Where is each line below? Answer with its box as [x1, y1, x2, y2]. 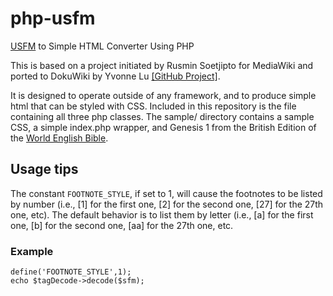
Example [10, 244, 54, 258]
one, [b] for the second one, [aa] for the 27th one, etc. [10, 219, 234, 231]
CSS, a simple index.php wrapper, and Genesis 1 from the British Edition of [10, 121, 317, 133]
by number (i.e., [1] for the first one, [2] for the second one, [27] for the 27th [10, 198, 324, 210]
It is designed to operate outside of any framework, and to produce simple [10, 89, 317, 101]
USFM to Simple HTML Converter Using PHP [10, 40, 195, 52]
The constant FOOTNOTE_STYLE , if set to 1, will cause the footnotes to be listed [10, 187, 323, 199]
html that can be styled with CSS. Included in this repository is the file [10, 100, 297, 112]
